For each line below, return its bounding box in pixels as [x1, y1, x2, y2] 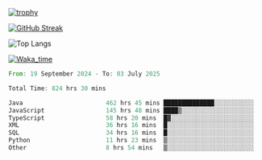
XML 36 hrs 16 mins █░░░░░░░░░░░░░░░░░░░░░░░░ [8, 121, 254, 129]
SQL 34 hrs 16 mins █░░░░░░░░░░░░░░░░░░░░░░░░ [8, 129, 254, 137]
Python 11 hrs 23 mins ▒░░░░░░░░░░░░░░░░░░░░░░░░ [8, 137, 254, 145]
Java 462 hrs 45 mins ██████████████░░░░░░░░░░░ [8, 99, 254, 107]
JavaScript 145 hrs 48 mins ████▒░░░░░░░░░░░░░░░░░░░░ [8, 106, 254, 114]
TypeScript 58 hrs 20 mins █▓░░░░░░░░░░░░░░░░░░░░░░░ [8, 113, 254, 122]
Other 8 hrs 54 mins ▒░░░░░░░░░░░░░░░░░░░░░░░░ [8, 144, 254, 152]
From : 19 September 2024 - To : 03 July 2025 [8, 70, 160, 78]
